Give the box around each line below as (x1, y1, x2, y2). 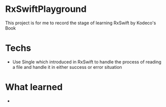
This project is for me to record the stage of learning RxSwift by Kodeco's (5, 20, 156, 26)
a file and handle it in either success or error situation (12, 64, 122, 70)
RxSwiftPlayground (5, 3, 87, 15)
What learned (5, 82, 63, 93)
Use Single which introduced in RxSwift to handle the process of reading (12, 58, 162, 65)
